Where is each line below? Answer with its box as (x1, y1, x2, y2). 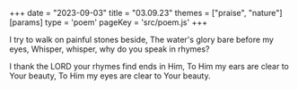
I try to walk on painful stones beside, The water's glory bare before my (9, 35, 274, 45)
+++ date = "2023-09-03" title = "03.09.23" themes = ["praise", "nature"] (9, 8, 283, 18)
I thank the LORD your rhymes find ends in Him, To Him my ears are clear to (9, 61, 290, 71)
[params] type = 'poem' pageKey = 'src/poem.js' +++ (9, 17, 208, 28)
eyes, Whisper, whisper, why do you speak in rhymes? (9, 44, 210, 54)
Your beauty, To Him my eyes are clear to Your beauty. (9, 70, 211, 81)
